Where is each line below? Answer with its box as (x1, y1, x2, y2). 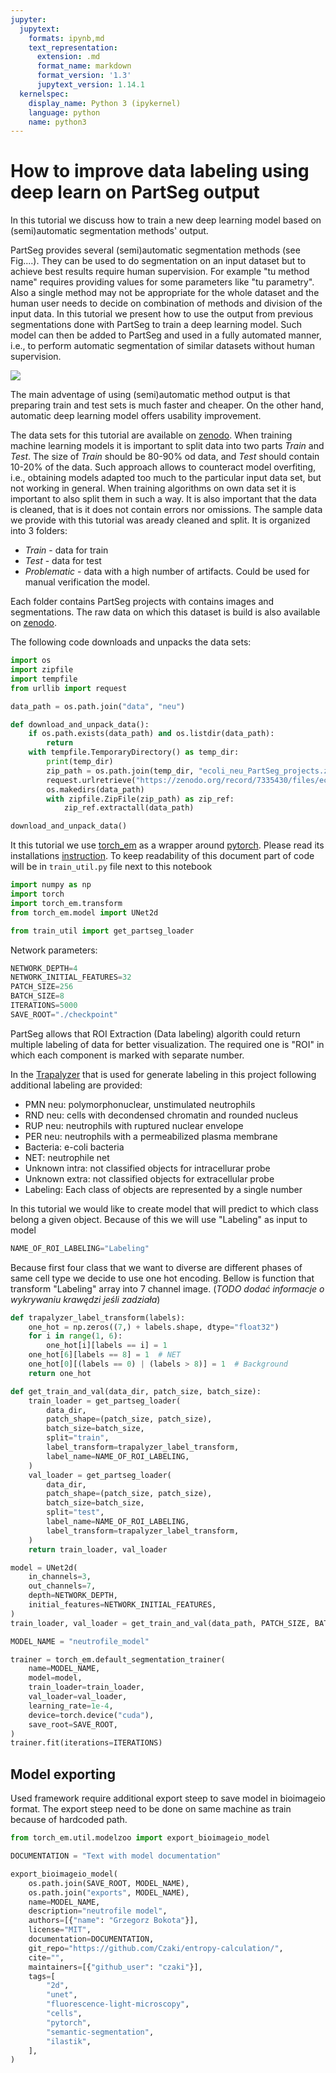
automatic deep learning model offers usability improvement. (10, 410, 262, 422)
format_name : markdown (36, 61, 132, 71)
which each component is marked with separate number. (10, 1049, 245, 1061)
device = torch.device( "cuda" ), (28, 1710, 155, 1720)
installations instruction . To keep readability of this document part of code (10, 850, 315, 862)
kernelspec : (19, 89, 70, 99)
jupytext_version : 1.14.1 (36, 80, 145, 90)
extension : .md (36, 52, 101, 62)
